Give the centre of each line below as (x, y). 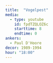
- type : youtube (27, 19)
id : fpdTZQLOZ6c (32, 24)
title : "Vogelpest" (27, 10)
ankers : (13, 39)
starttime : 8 (28, 29)
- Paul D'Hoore (26, 43)
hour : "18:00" (20, 52)
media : (12, 15)
